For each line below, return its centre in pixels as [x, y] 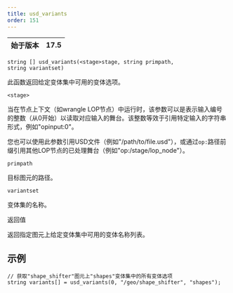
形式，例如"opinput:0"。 [42, 126]
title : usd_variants [38, 14]
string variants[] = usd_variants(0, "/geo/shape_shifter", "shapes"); [114, 282]
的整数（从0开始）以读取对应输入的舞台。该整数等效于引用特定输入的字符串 [117, 118]
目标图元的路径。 [32, 177]
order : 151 [23, 20]
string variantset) [36, 68]
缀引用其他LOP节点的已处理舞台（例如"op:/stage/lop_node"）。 [98, 150]
